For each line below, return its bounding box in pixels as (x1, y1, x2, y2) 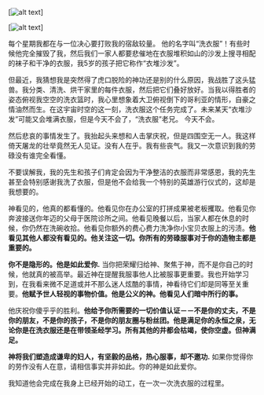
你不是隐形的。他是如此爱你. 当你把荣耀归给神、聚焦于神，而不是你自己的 (8, 260, 247, 269)
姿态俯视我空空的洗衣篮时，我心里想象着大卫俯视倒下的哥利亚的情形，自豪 (8, 95, 249, 104)
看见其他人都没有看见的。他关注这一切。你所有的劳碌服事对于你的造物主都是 (8, 233, 256, 243)
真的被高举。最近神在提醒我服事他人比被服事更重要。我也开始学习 (35, 269, 249, 279)
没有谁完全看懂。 (14, 151, 71, 160)
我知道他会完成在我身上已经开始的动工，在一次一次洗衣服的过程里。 (8, 379, 229, 388)
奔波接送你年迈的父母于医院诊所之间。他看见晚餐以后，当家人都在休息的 (8, 214, 242, 223)
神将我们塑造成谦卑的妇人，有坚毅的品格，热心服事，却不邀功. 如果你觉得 (8, 352, 247, 361)
